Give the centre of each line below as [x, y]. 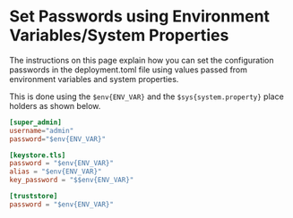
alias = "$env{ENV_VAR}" [56, 172]
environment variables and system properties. [94, 79]
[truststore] [34, 197]
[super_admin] [36, 122]
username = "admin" [42, 130]
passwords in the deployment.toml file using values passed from [129, 70]
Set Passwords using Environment [140, 17]
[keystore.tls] [38, 155]
